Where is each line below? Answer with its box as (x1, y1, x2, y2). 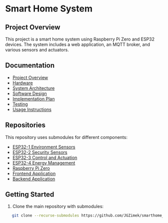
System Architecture (12, 85, 55, 91)
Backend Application (12, 175, 55, 181)
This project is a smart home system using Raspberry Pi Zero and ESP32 (5, 36, 155, 42)
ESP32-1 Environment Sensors (12, 143, 75, 150)
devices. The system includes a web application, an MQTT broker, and (5, 41, 150, 47)
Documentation (5, 61, 55, 70)
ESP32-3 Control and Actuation (12, 154, 77, 160)
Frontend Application (12, 170, 56, 176)
